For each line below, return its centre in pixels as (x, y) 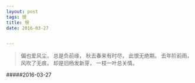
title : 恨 (18, 22)
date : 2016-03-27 (27, 28)
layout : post (22, 11)
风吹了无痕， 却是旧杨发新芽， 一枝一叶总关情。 (79, 63)
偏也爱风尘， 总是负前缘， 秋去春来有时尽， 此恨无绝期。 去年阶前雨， (106, 56)
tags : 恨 (16, 17)
